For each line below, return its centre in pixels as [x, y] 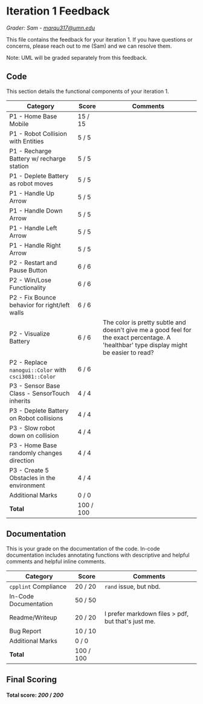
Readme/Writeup [33, 617]
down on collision [34, 435]
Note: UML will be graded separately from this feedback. [77, 57]
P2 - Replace [28, 362]
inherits [20, 401]
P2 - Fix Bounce [33, 297]
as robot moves [31, 184]
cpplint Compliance [38, 586]
